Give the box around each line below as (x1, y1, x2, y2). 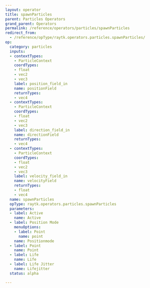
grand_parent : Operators (5, 21, 57, 26)
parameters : (9, 206, 35, 211)
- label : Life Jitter (9, 262, 55, 267)
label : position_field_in (14, 81, 68, 86)
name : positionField (14, 86, 57, 91)
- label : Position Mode (9, 220, 59, 225)
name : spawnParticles (9, 197, 55, 202)
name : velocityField (14, 179, 57, 184)
